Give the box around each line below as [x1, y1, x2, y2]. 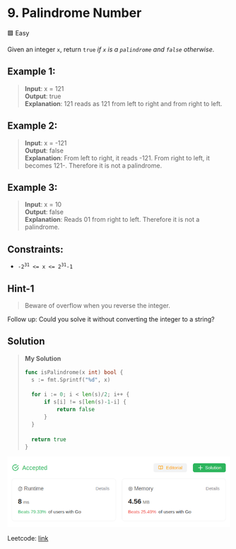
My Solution [24, 354, 61, 362]
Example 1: [7, 66, 56, 78]
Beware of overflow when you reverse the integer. [24, 302, 171, 309]
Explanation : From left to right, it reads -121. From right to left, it [24, 153, 211, 162]
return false [56, 406, 95, 413]
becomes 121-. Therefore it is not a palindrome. [24, 161, 163, 170]
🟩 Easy [7, 28, 30, 37]
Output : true [24, 92, 61, 100]
